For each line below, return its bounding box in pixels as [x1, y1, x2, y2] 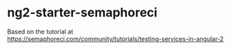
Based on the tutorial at [7, 27, 74, 36]
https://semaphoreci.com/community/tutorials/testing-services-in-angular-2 [7, 34, 224, 42]
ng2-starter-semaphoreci [7, 5, 158, 21]
